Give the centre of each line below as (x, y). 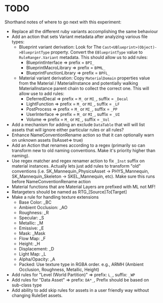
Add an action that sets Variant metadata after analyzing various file (80, 37)
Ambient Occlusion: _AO (43, 207)
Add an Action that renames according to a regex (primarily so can (78, 145)
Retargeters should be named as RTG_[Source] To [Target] (69, 192)
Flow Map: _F (32, 238)
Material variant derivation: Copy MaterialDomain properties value (84, 78)
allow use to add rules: (41, 94)
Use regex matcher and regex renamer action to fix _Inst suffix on (78, 161)
